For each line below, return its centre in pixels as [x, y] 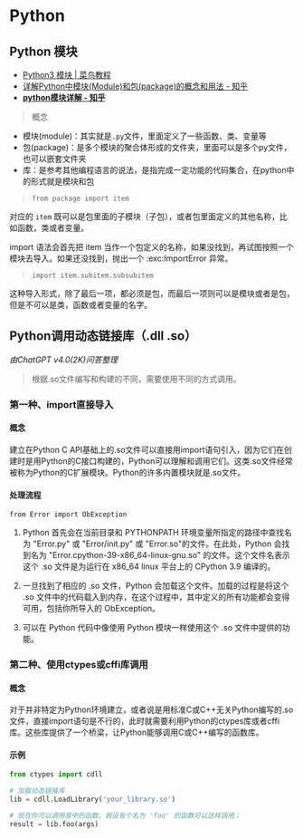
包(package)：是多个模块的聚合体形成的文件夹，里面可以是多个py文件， [157, 147]
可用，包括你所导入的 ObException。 [91, 609]
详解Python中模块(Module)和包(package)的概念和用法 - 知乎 [135, 86]
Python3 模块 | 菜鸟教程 [66, 75]
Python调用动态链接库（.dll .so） [103, 336]
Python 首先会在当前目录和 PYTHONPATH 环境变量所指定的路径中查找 [153, 533]
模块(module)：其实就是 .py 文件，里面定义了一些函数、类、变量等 [144, 136]
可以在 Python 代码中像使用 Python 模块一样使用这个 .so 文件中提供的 [152, 628]
